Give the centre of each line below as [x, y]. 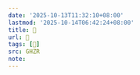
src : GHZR [24, 52]
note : [17, 59]
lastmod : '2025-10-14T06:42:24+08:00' [71, 23]
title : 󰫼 [22, 30]
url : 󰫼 [19, 37]
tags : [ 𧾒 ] [24, 45]
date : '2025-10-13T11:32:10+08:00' [66, 15]
